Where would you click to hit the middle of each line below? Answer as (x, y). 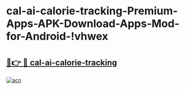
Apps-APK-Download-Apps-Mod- (93, 24)
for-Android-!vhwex (57, 36)
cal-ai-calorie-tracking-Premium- (92, 11)
